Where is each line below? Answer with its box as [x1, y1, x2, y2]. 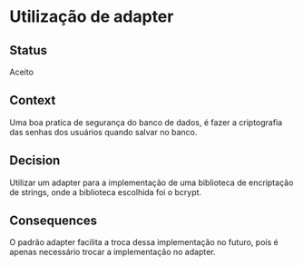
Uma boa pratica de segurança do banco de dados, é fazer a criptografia [9, 116, 283, 128]
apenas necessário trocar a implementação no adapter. [9, 247, 216, 258]
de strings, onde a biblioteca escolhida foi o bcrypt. [9, 186, 202, 197]
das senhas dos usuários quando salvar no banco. [9, 126, 198, 137]
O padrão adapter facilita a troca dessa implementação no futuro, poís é [9, 237, 279, 248]
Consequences [9, 213, 98, 229]
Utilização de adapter [9, 6, 174, 27]
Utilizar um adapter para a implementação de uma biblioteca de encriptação [9, 177, 294, 188]
